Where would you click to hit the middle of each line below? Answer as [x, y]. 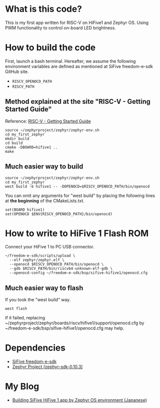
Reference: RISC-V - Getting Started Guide [48, 121]
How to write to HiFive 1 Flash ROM [77, 233]
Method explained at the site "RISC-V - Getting [78, 102]
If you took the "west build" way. [38, 300]
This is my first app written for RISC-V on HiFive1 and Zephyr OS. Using [77, 23]
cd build [14, 143]
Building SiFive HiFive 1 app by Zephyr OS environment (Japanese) [80, 400]
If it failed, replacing [25, 318]
